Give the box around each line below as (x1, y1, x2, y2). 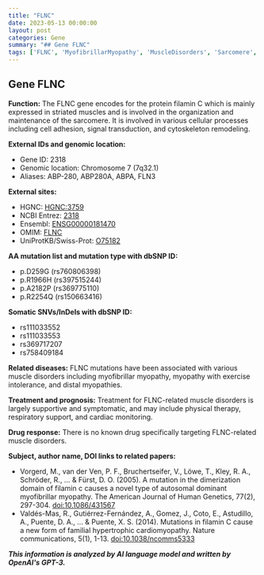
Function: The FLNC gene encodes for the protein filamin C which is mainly (8, 98, 255, 108)
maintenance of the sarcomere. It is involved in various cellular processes (8, 116, 249, 125)
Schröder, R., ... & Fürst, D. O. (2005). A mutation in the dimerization (19, 474, 241, 484)
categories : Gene (8, 33, 66, 42)
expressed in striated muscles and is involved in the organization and (8, 107, 234, 116)
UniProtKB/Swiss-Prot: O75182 (19, 235, 121, 246)
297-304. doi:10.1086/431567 (19, 500, 116, 509)
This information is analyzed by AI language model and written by (8, 549, 231, 558)
